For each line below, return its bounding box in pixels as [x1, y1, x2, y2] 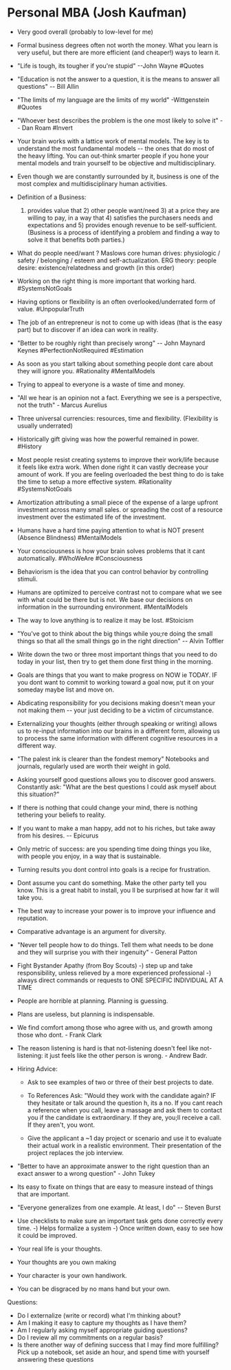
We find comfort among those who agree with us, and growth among [16, 1023, 213, 1031]
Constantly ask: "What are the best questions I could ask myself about [16, 782, 217, 791]
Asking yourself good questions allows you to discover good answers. [16, 775, 217, 783]
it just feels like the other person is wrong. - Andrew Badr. [44, 1051, 208, 1059]
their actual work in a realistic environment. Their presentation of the [27, 1141, 222, 1150]
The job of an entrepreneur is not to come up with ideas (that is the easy [16, 318, 222, 326]
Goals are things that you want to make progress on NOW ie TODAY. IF [16, 670, 218, 679]
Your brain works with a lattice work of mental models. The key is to [16, 136, 210, 145]
